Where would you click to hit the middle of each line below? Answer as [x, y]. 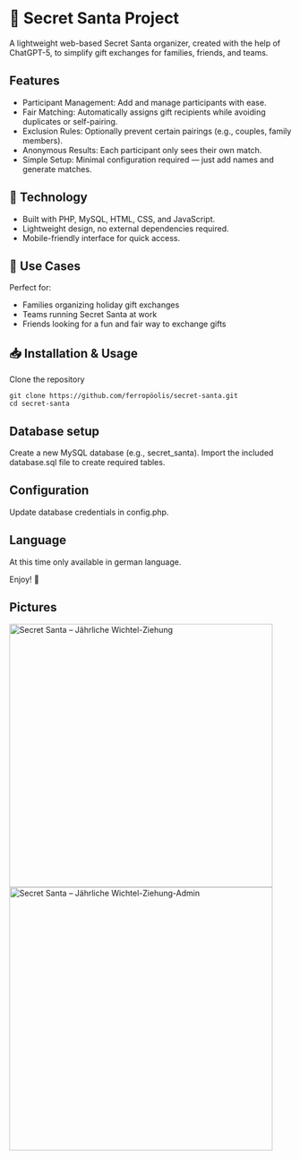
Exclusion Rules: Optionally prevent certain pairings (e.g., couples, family [157, 131]
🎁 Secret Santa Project [94, 18]
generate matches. [57, 169]
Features [34, 81]
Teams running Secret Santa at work [90, 315]
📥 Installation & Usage [74, 353]
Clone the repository [47, 379]
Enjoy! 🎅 [25, 579]
